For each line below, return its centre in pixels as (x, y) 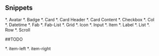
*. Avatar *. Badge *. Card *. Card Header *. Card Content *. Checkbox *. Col (80, 19)
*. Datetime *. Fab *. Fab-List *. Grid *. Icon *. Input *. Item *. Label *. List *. (78, 25)
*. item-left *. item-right (28, 48)
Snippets (19, 8)
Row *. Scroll (18, 30)
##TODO (14, 39)
